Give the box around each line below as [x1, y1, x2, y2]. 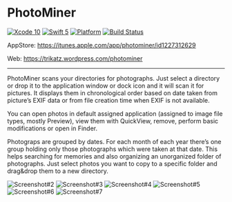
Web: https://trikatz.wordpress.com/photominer [7, 54, 143, 63]
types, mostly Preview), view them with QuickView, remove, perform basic [7, 117, 219, 125]
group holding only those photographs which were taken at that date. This [7, 145, 218, 153]
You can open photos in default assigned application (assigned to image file [7, 109, 223, 118]
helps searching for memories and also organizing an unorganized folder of [7, 152, 222, 160]
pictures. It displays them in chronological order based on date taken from [7, 88, 218, 97]
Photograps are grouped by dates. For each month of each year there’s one [7, 137, 222, 145]
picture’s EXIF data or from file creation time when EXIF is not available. [7, 96, 211, 104]
